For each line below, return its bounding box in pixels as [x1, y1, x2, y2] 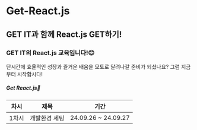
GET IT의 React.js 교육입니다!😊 [6, 49, 95, 57]
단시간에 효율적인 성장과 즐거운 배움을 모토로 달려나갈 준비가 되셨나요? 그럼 [6, 63, 180, 70]
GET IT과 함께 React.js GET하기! [6, 29, 122, 39]
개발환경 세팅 [29, 114, 65, 122]
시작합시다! [17, 70, 43, 78]
